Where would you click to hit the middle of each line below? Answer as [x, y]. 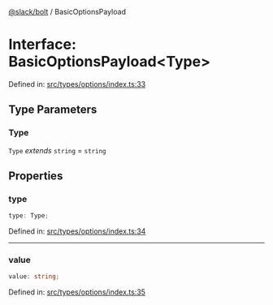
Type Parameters [53, 110]
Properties [36, 176]
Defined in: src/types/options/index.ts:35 [77, 292]
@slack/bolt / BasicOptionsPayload [67, 12]
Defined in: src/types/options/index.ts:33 [77, 84]
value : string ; [34, 277]
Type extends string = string [57, 150]
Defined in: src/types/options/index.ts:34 [77, 231]
